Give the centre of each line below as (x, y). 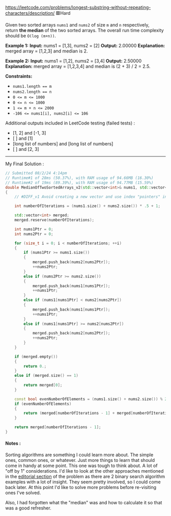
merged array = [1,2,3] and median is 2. (47, 51)
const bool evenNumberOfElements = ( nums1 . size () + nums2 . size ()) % (89, 399)
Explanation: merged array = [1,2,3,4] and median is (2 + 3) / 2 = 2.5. (78, 66)
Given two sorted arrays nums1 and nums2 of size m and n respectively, (77, 25)
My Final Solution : (25, 164)
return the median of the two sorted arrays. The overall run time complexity (84, 30)
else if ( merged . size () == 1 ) (47, 376)
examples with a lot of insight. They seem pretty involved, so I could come (83, 482)
